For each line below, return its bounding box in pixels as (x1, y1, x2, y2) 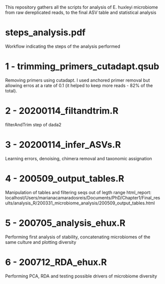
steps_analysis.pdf (5, 27, 86, 38)
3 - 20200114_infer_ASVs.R (5, 139, 121, 150)
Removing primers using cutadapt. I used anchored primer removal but (5, 77, 150, 83)
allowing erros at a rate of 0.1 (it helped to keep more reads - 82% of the (5, 82, 153, 89)
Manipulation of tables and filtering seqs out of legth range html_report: (5, 189, 152, 195)
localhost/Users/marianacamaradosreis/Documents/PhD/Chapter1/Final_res (5, 194, 161, 200)
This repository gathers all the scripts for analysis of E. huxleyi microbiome (5, 4, 158, 10)
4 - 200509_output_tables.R (5, 173, 124, 184)
